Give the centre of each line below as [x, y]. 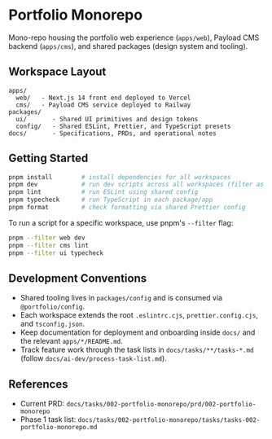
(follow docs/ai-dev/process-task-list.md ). [93, 358]
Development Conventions [78, 278]
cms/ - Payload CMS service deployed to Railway [103, 105]
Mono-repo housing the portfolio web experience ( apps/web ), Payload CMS [134, 37]
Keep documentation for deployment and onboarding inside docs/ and [138, 332]
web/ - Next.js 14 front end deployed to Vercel [103, 98]
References [38, 384]
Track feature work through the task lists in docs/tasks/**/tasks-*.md [137, 350]
